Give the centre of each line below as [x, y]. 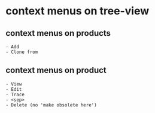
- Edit [14, 89]
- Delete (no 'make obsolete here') [51, 105]
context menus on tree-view [77, 11]
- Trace [15, 94]
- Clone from [22, 52]
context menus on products [58, 33]
